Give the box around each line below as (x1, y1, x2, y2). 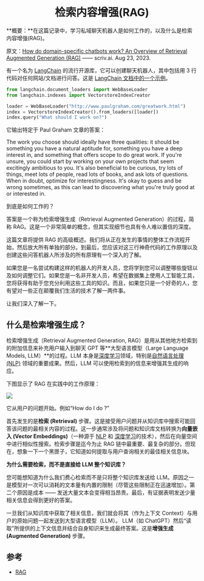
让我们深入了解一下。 (6, 300, 59, 307)
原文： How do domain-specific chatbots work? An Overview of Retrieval (6, 47, 188, 55)
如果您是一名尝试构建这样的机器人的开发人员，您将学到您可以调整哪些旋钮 (6, 264, 192, 271)
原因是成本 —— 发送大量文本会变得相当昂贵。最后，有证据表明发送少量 (16, 489, 195, 496)
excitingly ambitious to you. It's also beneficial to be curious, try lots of (6, 164, 183, 172)
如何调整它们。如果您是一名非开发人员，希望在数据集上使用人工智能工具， (11, 272, 198, 279)
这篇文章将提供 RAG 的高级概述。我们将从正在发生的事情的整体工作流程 (6, 236, 185, 243)
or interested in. (6, 190, 46, 198)
